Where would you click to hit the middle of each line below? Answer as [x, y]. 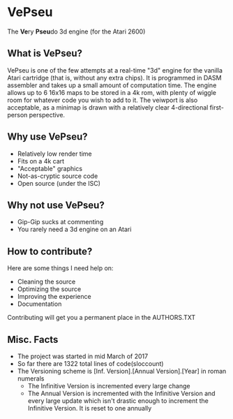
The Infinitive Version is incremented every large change [109, 386]
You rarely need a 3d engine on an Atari [74, 229]
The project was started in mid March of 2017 [83, 356]
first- [217, 107]
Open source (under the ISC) [59, 183]
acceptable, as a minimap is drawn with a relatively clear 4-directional [108, 107]
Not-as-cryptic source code [58, 176]
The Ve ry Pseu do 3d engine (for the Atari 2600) [76, 31]
